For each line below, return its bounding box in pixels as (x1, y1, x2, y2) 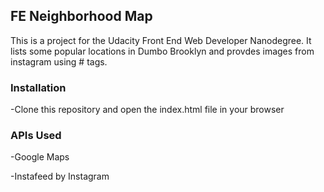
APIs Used (10, 129, 62, 143)
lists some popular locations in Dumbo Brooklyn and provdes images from (10, 45, 315, 57)
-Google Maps (10, 151, 70, 163)
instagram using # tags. (10, 55, 108, 68)
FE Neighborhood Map (10, 8, 153, 25)
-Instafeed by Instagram (10, 170, 110, 183)
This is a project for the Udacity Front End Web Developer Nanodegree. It (10, 34, 312, 46)
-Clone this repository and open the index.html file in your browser (10, 104, 285, 116)
